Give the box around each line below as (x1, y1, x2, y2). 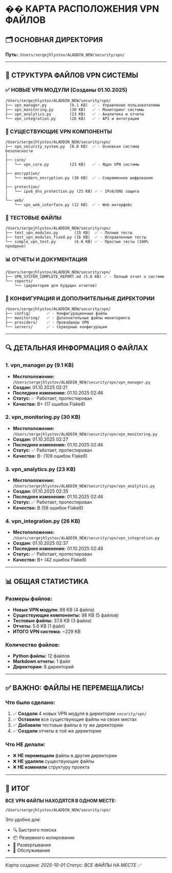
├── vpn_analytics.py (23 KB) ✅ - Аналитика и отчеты (5, 111, 144, 117)
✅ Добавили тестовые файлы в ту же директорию (12, 722, 124, 728)
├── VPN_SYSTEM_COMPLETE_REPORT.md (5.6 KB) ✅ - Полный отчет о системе (5, 274, 165, 279)
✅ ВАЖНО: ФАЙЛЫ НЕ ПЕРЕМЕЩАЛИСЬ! (5, 683, 144, 692)
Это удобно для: (5, 817, 41, 823)
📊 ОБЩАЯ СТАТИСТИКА (5, 577, 89, 586)
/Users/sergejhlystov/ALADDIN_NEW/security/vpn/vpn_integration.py (12, 536, 160, 541)
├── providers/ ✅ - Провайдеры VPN (5, 320, 89, 325)
